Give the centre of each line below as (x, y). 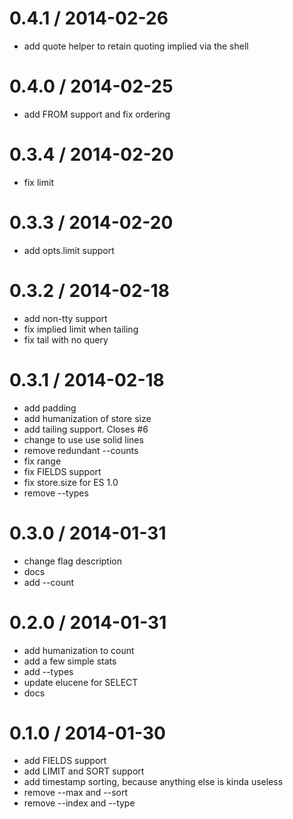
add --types (48, 671)
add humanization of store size (87, 418)
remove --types (56, 493)
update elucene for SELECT (81, 682)
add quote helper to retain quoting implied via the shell (136, 46)
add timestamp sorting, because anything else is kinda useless (153, 782)
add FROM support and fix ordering (97, 114)
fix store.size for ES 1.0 (71, 482)
